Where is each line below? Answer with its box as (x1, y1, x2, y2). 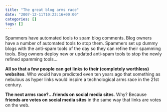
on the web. (5, 102, 30, 108)
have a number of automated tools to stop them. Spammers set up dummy (5, 40, 158, 46)
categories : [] (5, 16, 37, 21)
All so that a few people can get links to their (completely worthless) (5, 66, 150, 72)
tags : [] (5, 21, 23, 26)
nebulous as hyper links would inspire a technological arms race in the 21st (5, 76, 160, 82)
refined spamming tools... (5, 56, 58, 62)
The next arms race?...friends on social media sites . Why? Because (5, 91, 147, 97)
